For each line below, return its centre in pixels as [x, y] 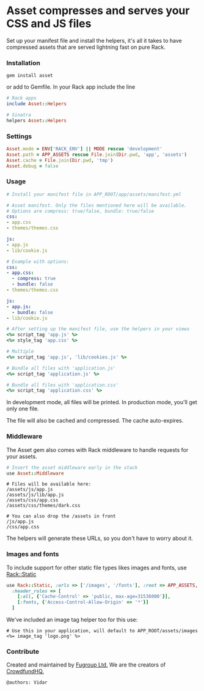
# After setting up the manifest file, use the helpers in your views [98, 329]
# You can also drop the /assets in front [61, 516]
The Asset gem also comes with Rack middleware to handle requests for [97, 449]
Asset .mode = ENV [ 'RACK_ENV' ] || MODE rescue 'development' [85, 149]
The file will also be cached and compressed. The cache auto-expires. [95, 421]
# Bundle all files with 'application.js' [61, 368]
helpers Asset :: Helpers [37, 120]
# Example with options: [38, 261]
